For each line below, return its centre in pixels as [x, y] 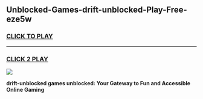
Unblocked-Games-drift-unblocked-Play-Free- [97, 10]
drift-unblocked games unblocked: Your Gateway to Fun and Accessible [98, 83]
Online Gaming [25, 89]
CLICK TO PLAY [30, 37]
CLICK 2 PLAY [27, 59]
